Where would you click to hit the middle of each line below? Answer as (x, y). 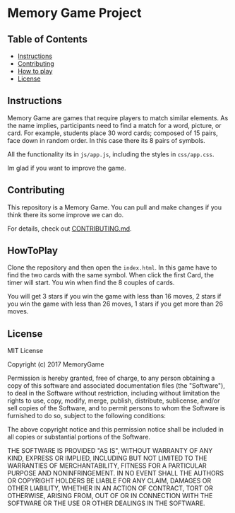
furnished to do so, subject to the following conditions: (86, 416)
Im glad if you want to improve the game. (67, 168)
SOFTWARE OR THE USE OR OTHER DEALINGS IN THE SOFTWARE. (106, 503)
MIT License (25, 351)
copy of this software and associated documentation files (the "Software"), (116, 386)
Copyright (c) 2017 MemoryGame (56, 364)
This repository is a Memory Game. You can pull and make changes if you (115, 207)
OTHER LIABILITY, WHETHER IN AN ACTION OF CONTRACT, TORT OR (110, 488)
